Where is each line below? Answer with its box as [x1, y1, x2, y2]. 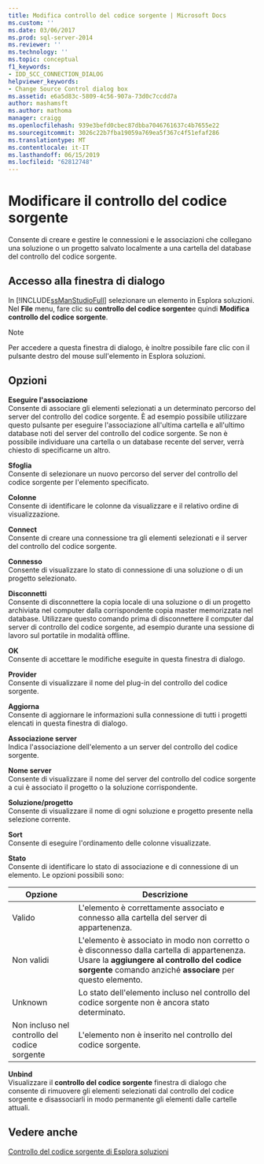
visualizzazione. [8, 509, 60, 519]
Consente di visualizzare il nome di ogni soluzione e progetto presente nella [8, 806, 254, 815]
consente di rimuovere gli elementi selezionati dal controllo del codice [8, 1086, 234, 1095]
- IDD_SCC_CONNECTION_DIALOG [8, 70, 104, 78]
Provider [8, 670, 37, 679]
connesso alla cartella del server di [78, 912, 207, 923]
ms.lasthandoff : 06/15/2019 [8, 151, 101, 159]
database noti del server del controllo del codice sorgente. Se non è [8, 428, 228, 438]
